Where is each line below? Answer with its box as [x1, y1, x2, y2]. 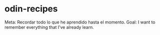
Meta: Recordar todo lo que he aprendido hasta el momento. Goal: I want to [4, 19, 156, 25]
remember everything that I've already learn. [4, 24, 94, 30]
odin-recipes [4, 3, 58, 14]
